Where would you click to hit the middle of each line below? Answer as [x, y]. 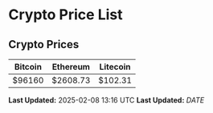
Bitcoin [28, 67]
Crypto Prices [44, 44]
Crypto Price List [66, 15]
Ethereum [71, 67]
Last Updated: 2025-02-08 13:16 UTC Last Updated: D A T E [106, 100]
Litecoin [115, 67]
